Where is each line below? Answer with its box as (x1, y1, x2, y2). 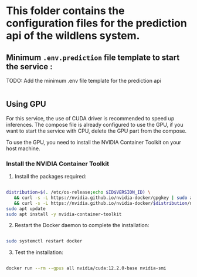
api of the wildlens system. (6, 29, 140, 42)
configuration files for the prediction (6, 16, 188, 30)
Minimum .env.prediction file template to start (6, 52, 180, 62)
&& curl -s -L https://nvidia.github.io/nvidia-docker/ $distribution (13, 200, 188, 206)
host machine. (6, 145, 40, 152)
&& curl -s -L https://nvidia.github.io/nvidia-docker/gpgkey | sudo (13, 195, 188, 201)
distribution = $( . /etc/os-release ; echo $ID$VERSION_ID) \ (6, 190, 151, 195)
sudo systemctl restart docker (6, 238, 83, 244)
